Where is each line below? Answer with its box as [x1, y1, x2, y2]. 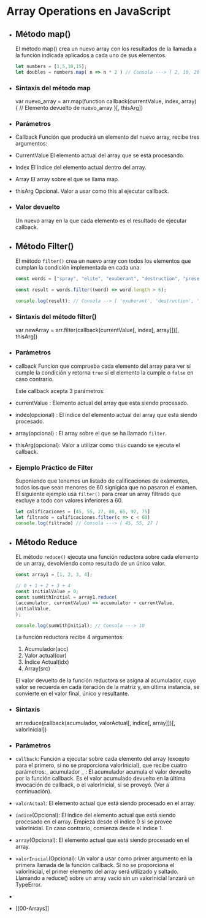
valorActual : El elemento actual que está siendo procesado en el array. [15, 799, 196, 807]
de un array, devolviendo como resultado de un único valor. [15, 560, 166, 567]
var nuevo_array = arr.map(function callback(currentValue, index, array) [15, 98, 197, 105]
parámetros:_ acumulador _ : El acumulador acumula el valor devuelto [15, 768, 191, 775]
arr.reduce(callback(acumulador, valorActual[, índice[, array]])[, [15, 719, 176, 726]
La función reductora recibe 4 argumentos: [15, 634, 124, 641]
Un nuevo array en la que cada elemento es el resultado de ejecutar [15, 217, 187, 224]
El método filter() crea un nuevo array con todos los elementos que [15, 257, 191, 265]
